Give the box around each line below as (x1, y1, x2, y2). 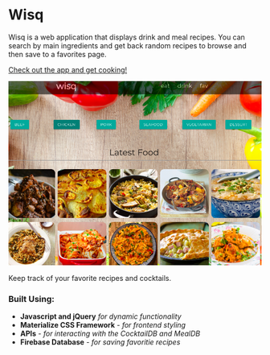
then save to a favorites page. (8, 49, 107, 59)
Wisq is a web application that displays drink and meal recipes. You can (8, 32, 245, 42)
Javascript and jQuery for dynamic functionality (19, 312, 182, 321)
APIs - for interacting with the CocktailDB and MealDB (19, 328, 201, 338)
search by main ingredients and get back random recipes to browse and (8, 40, 247, 50)
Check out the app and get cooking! (8, 64, 128, 74)
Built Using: (8, 293, 55, 304)
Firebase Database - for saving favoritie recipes (19, 336, 181, 347)
